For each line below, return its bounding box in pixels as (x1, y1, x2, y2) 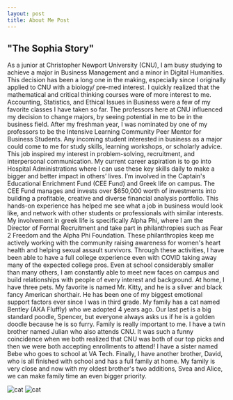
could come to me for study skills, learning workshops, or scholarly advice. (7, 142, 223, 151)
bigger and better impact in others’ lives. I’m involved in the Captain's (7, 172, 206, 180)
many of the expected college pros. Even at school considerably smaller (7, 261, 214, 269)
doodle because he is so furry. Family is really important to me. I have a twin (7, 320, 226, 328)
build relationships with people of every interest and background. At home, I (7, 276, 225, 284)
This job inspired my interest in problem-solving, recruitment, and (7, 150, 195, 158)
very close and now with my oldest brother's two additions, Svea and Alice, (7, 364, 223, 373)
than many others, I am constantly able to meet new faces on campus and (7, 268, 219, 277)
